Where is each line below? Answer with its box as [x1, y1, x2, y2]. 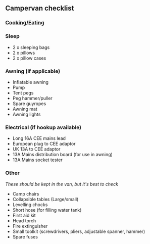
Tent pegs [12, 89, 34, 95]
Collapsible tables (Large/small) [12, 196, 79, 202]
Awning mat [12, 106, 38, 112]
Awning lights [12, 111, 41, 117]
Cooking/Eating [5, 19, 44, 26]
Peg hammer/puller [12, 95, 53, 101]
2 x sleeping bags [12, 44, 50, 50]
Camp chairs [12, 190, 39, 197]
